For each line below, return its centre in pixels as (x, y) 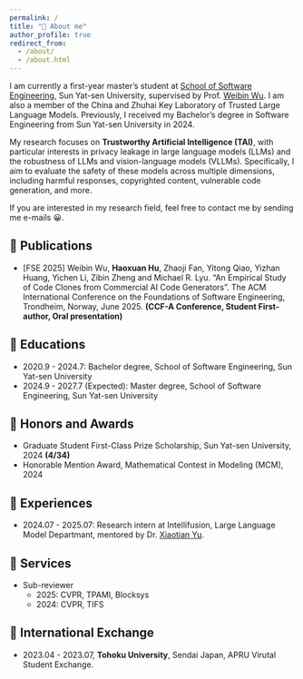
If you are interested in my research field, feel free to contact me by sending (151, 208)
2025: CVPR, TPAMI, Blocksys (93, 595)
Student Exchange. (58, 664)
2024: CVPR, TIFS (70, 605)
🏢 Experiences (51, 503)
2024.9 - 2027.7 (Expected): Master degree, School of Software (142, 386)
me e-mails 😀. (37, 217)
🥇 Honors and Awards (72, 424)
